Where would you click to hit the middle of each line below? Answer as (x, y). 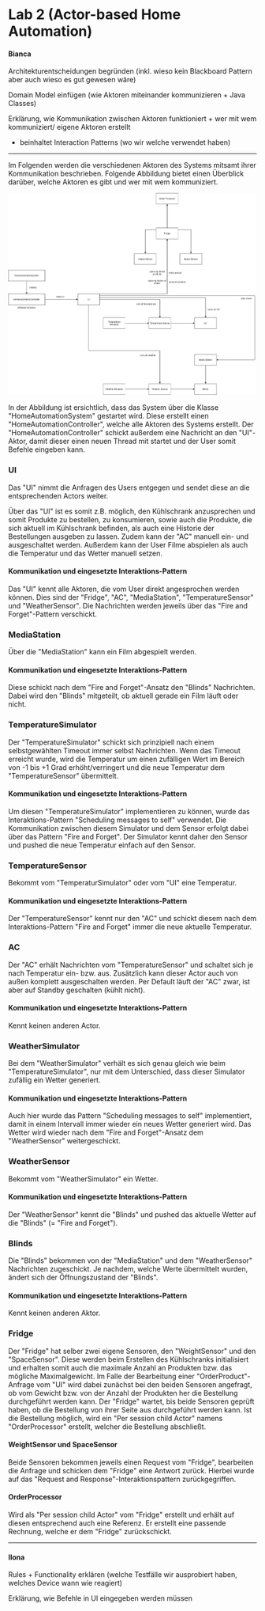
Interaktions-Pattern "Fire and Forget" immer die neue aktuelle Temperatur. (130, 927)
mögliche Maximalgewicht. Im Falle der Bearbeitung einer (102, 1376)
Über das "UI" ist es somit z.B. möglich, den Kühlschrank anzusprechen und (132, 511)
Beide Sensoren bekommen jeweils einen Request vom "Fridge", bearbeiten (131, 1462)
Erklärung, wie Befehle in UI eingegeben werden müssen (101, 1598)
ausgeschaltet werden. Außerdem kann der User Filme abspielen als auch (128, 544)
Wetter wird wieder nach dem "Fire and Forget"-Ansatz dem (106, 1132)
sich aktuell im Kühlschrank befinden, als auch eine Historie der (111, 528)
